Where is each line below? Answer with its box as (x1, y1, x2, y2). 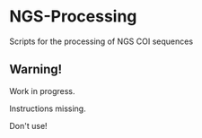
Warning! (9, 62, 63, 77)
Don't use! (9, 120, 48, 131)
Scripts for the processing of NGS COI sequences (9, 36, 194, 47)
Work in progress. (9, 85, 75, 96)
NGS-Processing (9, 6, 137, 27)
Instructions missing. (9, 103, 87, 114)
